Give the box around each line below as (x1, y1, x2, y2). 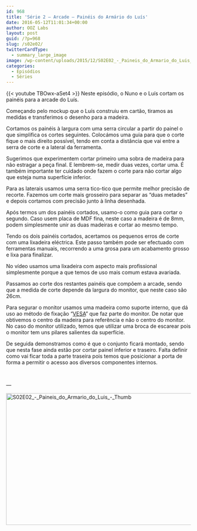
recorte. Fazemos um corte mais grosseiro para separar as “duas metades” (6, 191, 188, 198)
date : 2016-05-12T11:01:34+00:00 (6, 19, 88, 25)
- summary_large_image (11, 52, 67, 58)
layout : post (6, 30, 38, 36)
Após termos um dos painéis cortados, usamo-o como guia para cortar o (6, 209, 183, 216)
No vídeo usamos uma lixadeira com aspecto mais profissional (6, 263, 157, 270)
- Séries (11, 74, 33, 80)
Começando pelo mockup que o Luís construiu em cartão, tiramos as (6, 108, 173, 115)
